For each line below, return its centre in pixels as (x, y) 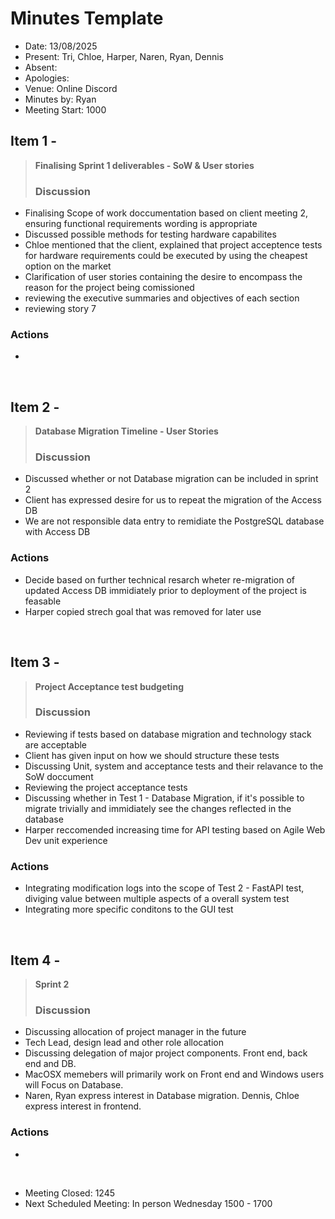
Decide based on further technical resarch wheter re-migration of (159, 579)
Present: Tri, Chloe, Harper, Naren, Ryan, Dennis (124, 56)
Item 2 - (35, 407)
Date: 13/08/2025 (61, 46)
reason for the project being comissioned (109, 288)
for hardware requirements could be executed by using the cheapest (166, 256)
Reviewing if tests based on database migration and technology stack (168, 734)
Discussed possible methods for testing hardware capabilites (150, 234)
